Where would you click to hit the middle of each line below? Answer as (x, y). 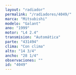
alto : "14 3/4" (21, 51)
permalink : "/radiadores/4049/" (38, 14)
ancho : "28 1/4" (22, 56)
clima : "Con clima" (25, 46)
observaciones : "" (24, 60)
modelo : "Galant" (23, 23)
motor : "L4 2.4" (22, 33)
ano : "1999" (17, 28)
